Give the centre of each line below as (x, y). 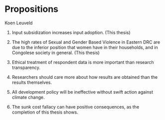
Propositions (32, 9)
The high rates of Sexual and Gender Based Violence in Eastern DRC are (86, 42)
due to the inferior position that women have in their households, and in (85, 47)
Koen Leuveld (19, 23)
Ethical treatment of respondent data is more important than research (83, 62)
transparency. (26, 67)
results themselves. (32, 82)
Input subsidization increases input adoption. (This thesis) (71, 32)
